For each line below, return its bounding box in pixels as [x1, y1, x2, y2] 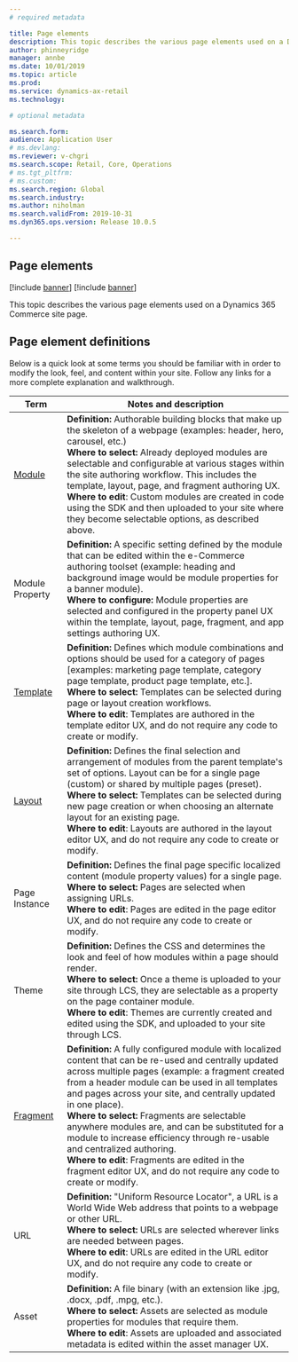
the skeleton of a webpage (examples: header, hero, [67, 423, 284, 436]
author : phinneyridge [9, 45, 90, 54]
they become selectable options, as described [67, 512, 260, 524]
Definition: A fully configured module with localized [67, 1043, 282, 1055]
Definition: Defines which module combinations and [67, 641, 284, 653]
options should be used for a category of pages [67, 652, 265, 665]
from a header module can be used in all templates [67, 1075, 278, 1088]
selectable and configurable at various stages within [67, 457, 285, 469]
